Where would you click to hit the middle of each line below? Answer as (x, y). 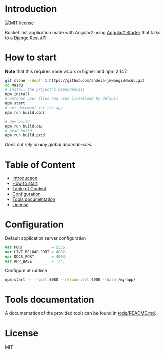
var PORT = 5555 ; (36, 247)
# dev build (17, 121)
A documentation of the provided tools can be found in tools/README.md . (81, 313)
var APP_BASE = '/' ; (35, 261)
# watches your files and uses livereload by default (62, 99)
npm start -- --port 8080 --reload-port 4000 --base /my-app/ (70, 280)
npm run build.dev (24, 126)
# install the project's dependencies (45, 89)
